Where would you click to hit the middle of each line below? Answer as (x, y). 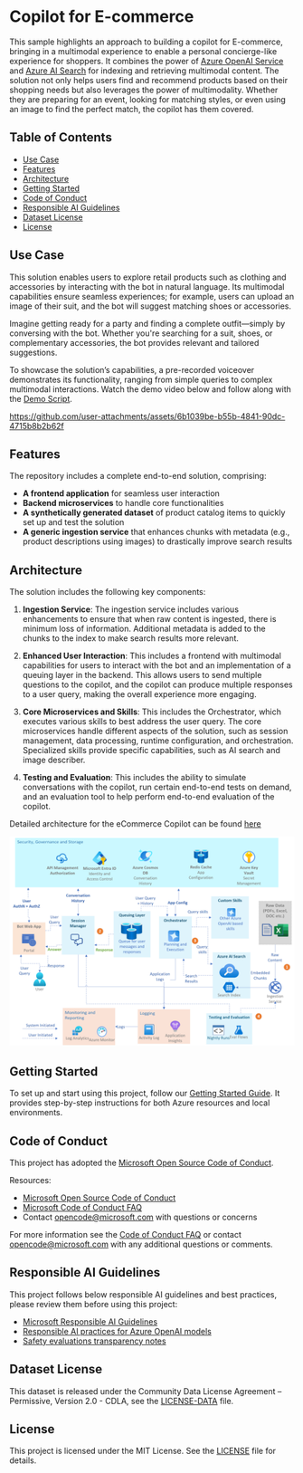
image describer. (54, 760)
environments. (36, 1113)
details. (23, 1460)
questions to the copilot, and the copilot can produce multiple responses (157, 684)
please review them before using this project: (94, 1304)
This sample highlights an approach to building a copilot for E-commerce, (146, 42)
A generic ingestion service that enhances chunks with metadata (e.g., (156, 532)
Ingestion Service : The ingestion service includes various (131, 609)
